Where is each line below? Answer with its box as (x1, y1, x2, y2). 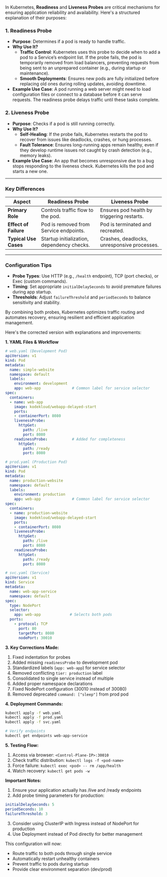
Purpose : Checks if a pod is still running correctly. (12, 121, 115, 127)
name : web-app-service (9, 589, 57, 594)
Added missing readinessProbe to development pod (12, 659, 118, 665)
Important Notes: (5, 777, 41, 783)
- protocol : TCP (14, 621, 48, 627)
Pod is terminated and (100, 221, 152, 228)
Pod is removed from (41, 221, 90, 228)
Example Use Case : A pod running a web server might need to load (12, 86, 151, 92)
